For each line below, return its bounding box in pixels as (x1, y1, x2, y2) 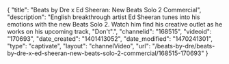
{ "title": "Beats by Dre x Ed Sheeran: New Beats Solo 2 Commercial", (7, 6, 202, 14)
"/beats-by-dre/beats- (152, 42, 215, 50)
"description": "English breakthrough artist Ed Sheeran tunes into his (7, 13, 200, 21)
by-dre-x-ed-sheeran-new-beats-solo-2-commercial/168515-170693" (7, 49, 204, 57)
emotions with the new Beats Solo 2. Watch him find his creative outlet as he (7, 20, 223, 28)
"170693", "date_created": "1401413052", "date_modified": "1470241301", (7, 35, 213, 43)
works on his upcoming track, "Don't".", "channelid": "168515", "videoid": (7, 27, 212, 35)
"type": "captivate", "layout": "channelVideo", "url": (7, 42, 151, 50)
